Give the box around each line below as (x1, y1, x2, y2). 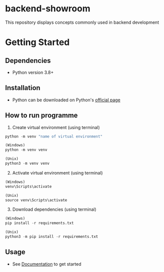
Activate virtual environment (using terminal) (12, 170, 103, 176)
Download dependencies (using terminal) (12, 206, 97, 213)
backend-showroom (5, 3, 90, 14)
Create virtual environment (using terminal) (12, 124, 100, 130)
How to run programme (5, 111, 78, 120)
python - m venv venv (5, 147, 48, 152)
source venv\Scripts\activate (5, 197, 68, 203)
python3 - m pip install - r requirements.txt (5, 234, 98, 239)
